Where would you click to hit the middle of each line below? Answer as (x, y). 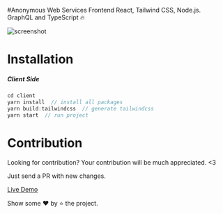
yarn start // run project (48, 115)
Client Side (23, 79)
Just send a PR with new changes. (56, 176)
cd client (22, 96)
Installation (40, 59)
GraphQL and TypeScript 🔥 (46, 17)
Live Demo (23, 189)
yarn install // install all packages (65, 102)
